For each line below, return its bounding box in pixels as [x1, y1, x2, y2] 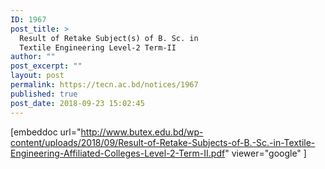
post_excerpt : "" [10, 61, 83, 71]
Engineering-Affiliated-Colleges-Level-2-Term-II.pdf [10, 147, 226, 159]
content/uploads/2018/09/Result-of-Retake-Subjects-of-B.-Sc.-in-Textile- [10, 136, 316, 148]
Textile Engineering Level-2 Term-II [19, 42, 177, 53]
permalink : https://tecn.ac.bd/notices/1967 [10, 80, 199, 90]
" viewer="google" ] [224, 147, 307, 159]
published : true [10, 89, 78, 99]
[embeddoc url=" [10, 126, 82, 138]
